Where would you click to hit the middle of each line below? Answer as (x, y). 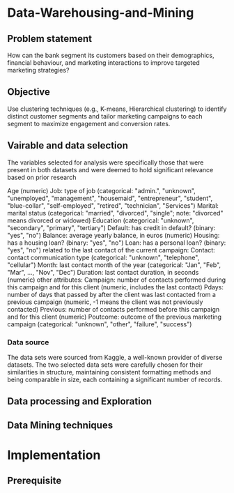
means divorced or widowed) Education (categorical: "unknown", (101, 220)
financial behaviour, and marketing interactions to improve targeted (103, 63)
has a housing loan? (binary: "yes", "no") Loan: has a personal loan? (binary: (117, 243)
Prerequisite (34, 481)
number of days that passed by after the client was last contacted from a (111, 294)
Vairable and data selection (68, 145)
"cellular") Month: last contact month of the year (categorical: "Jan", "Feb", (114, 265)
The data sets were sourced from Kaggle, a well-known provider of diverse (115, 357)
